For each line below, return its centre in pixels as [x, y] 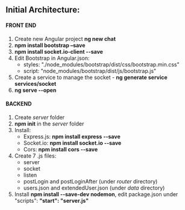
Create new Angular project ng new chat [65, 39]
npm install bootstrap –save [50, 45]
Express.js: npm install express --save [72, 136]
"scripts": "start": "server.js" [51, 200]
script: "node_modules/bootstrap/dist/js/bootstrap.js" [90, 71]
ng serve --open [35, 90]
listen [30, 175]
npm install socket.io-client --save [59, 51]
